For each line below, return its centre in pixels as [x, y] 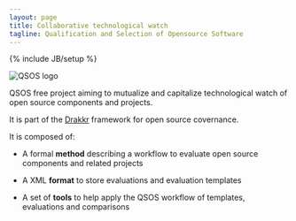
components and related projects [82, 164]
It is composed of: [42, 137]
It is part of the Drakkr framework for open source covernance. [124, 119]
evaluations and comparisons [76, 207]
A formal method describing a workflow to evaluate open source [140, 154]
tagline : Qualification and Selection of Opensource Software [126, 34]
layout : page [33, 17]
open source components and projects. [81, 103]
